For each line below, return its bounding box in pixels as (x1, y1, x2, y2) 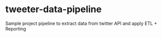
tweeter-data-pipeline (5, 4, 102, 15)
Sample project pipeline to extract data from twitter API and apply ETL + (5, 20, 157, 26)
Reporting (5, 25, 27, 31)
